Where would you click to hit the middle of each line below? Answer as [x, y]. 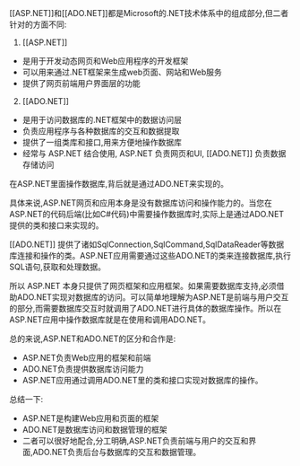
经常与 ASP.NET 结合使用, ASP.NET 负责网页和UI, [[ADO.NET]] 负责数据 [154, 154]
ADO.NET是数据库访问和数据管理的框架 [94, 430]
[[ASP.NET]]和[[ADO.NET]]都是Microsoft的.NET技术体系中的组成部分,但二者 [149, 13]
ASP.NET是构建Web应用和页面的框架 [90, 418]
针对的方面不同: [38, 24]
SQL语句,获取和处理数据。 [57, 267]
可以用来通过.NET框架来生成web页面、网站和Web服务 [122, 72]
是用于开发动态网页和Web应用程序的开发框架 [105, 61]
